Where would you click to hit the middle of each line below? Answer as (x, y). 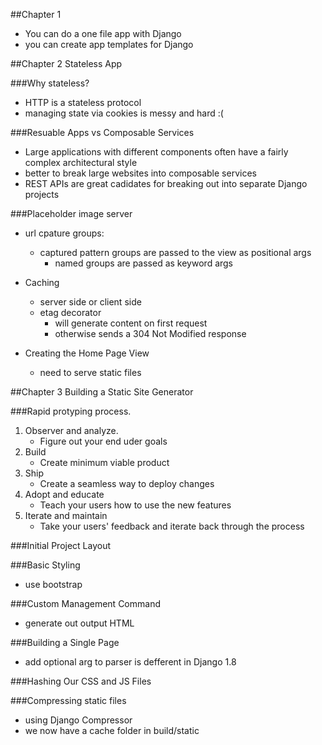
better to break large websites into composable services (140, 173)
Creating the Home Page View (87, 353)
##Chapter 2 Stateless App (66, 63)
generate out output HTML (79, 623)
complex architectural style (81, 162)
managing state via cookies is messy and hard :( (124, 113)
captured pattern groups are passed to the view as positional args (175, 252)
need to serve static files (90, 372)
